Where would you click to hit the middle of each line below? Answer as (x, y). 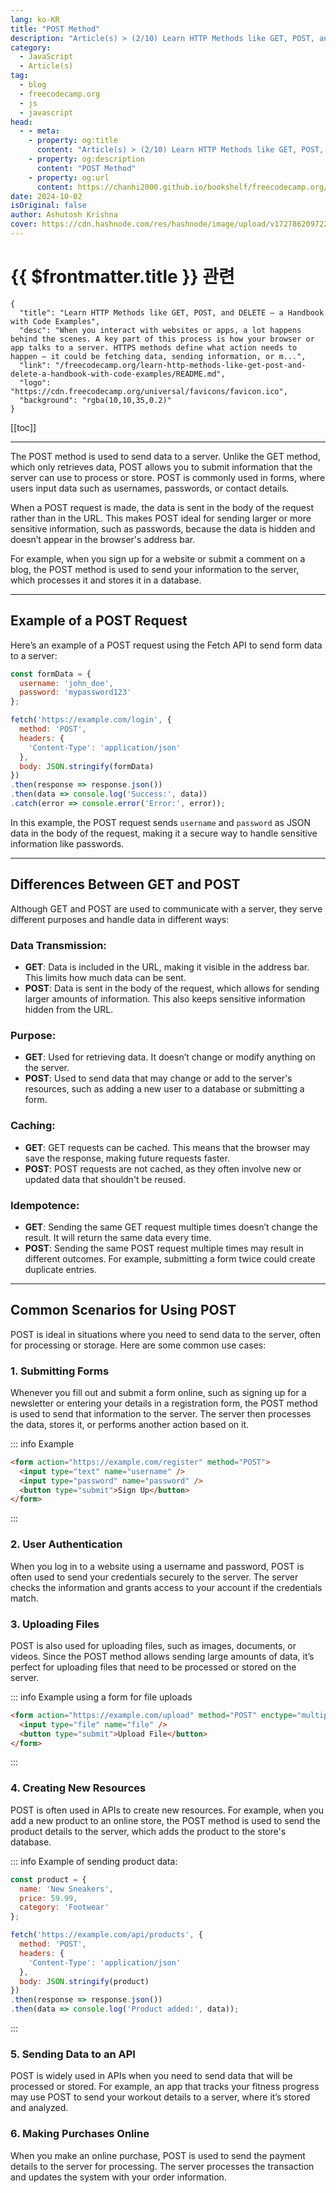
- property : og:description (86, 159)
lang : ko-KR (35, 19)
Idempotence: (45, 1205)
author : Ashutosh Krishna (64, 215)
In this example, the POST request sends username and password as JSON (161, 822)
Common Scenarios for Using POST (123, 1310)
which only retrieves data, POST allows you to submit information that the (161, 467)
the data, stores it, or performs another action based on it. (130, 1424)
